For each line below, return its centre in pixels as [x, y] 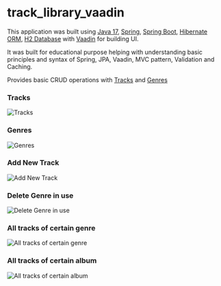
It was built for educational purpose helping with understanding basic [105, 52]
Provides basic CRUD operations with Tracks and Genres [87, 79]
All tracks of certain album [52, 261]
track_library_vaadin [66, 13]
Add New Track [33, 163]
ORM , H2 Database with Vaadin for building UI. [73, 38]
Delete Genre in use [40, 195]
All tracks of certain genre [51, 229]
